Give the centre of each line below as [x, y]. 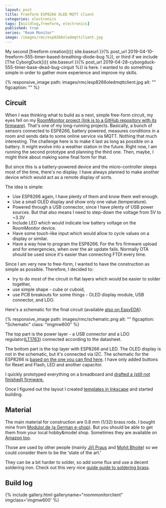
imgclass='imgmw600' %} [32, 500]
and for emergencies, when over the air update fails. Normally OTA [80, 249]
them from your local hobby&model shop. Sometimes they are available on [81, 432]
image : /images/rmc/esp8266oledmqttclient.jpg [54, 38]
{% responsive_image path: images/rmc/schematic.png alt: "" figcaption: [80, 319]
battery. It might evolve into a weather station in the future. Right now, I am [81, 146]
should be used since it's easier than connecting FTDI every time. [79, 254]
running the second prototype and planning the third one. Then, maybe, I [79, 152]
